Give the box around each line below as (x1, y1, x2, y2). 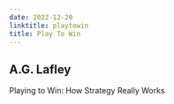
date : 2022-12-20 (9, 12, 73, 22)
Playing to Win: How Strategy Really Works (9, 85, 165, 96)
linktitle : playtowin (9, 21, 89, 30)
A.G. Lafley (9, 62, 72, 77)
